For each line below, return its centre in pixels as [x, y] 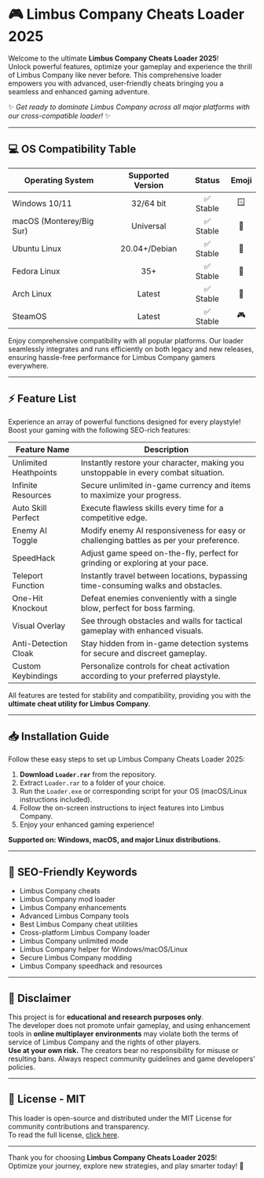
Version [149, 185]
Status [207, 180]
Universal [148, 226]
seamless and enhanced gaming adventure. [79, 91]
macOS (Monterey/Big [53, 221]
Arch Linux [32, 293]
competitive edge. [114, 517]
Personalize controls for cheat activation [155, 666]
